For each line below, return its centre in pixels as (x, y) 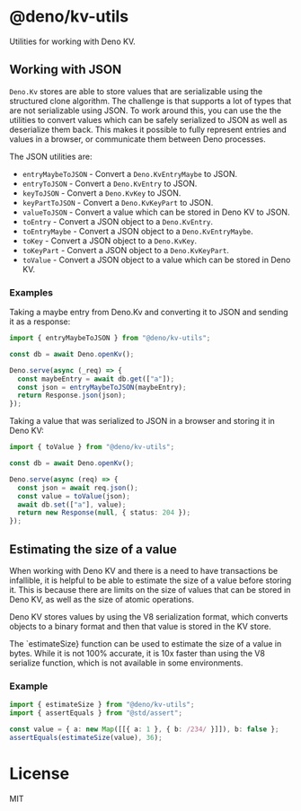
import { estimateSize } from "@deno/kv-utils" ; (102, 705)
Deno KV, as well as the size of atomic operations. (102, 599)
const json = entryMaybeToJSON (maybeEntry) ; (102, 387)
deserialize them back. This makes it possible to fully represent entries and (148, 129)
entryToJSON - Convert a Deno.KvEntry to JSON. (110, 183)
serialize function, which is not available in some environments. (126, 663)
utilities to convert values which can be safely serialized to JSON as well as (148, 119)
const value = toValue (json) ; (74, 496)
